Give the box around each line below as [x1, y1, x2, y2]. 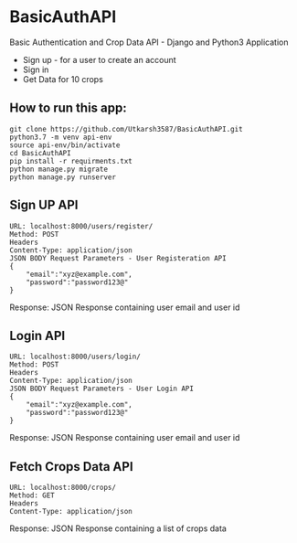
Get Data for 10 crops [22, 73, 103, 84]
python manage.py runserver [9, 172, 117, 182]
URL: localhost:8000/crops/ [9, 483, 117, 493]
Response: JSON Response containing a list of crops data [9, 523, 227, 534]
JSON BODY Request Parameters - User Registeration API [9, 253, 227, 262]
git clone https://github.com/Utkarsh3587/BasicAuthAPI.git [9, 124, 244, 133]
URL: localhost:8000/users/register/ [9, 221, 154, 230]
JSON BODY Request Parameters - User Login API [9, 384, 195, 394]
